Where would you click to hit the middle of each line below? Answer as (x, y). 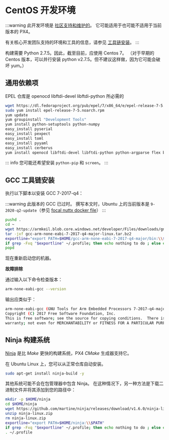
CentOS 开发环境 (40, 10)
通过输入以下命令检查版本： (34, 280)
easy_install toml (24, 138)
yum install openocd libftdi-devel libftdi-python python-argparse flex (83, 152)
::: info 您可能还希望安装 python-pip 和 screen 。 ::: (57, 163)
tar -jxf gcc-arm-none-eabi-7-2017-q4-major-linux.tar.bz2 (68, 234)
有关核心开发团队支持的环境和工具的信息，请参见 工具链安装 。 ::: (72, 42)
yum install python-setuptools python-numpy (53, 124)
